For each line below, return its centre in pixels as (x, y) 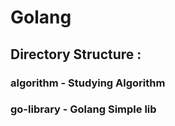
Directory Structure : (76, 54)
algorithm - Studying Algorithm (88, 83)
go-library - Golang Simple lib (83, 109)
